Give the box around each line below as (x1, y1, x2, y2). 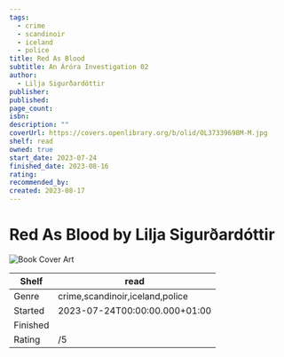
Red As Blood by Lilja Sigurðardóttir (9, 225, 275, 245)
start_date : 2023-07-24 (9, 153, 98, 163)
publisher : (9, 87, 50, 96)
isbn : (9, 112, 29, 121)
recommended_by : (9, 178, 69, 187)
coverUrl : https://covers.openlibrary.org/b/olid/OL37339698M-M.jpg (9, 129, 268, 138)
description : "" (9, 121, 69, 130)
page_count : (9, 104, 53, 113)
